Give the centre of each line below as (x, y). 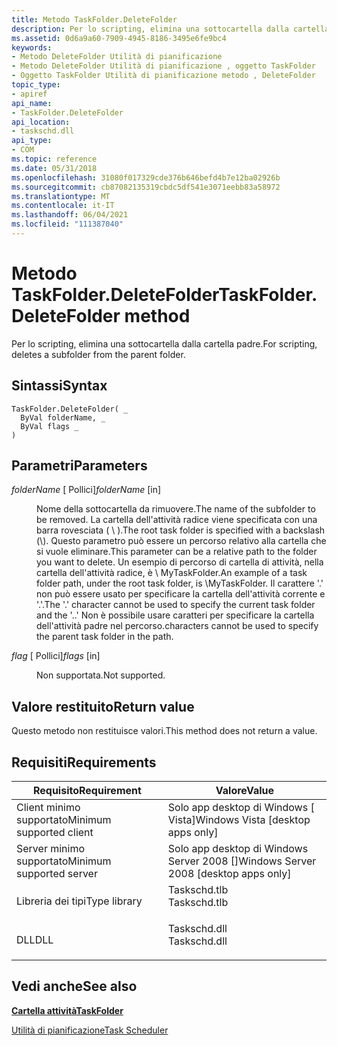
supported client (55, 833)
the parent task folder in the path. (105, 637)
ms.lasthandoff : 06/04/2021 (70, 215)
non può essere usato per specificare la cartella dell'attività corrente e (181, 594)
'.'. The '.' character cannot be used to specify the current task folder (176, 605)
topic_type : (36, 85)
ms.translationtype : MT (61, 196)
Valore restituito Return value (103, 706)
